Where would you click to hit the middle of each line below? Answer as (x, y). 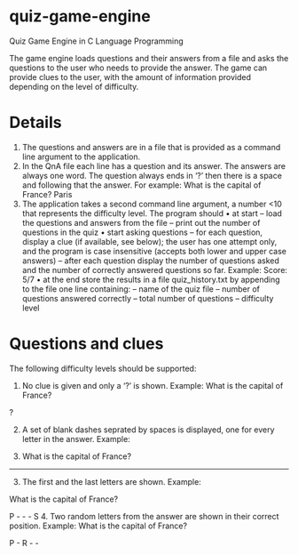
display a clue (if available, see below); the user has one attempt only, (149, 241)
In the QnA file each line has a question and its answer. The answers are (154, 165)
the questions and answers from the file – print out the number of (141, 222)
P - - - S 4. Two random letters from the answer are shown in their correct (144, 516)
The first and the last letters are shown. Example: (111, 481)
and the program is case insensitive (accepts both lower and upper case (154, 251)
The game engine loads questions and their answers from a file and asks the (149, 58)
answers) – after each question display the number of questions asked (150, 261)
